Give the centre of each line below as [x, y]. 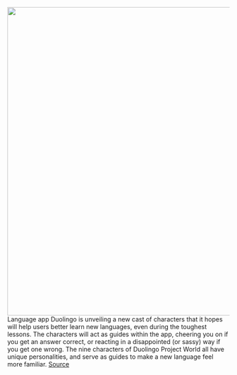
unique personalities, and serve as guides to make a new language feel [110, 357]
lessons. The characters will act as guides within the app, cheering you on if [118, 334]
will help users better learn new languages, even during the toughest [107, 327]
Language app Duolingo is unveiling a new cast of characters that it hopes [115, 319]
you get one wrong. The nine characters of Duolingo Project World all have [116, 349]
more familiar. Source [38, 364]
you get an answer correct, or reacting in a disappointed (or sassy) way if [114, 342]
